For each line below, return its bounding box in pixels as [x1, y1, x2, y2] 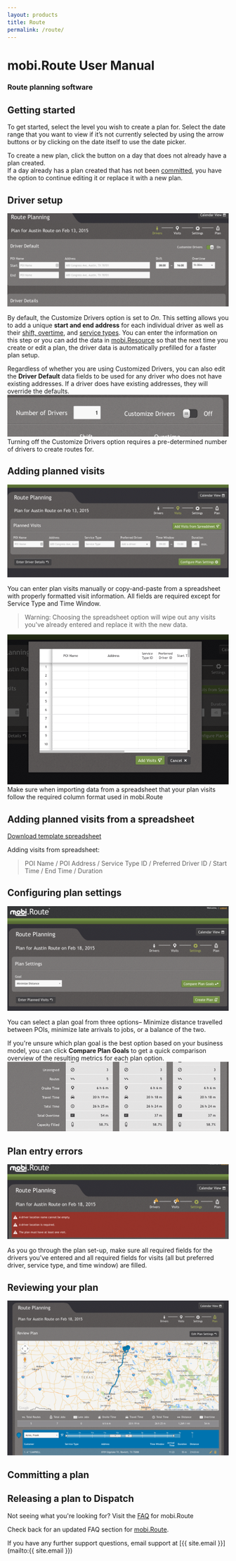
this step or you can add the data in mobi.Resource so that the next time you [7, 336, 228, 345]
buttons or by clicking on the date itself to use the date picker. [7, 138, 187, 146]
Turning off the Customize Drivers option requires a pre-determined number [7, 438, 228, 446]
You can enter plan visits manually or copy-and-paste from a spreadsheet [7, 585, 221, 593]
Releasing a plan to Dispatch [7, 1493, 135, 1505]
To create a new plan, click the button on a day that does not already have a [7, 151, 227, 160]
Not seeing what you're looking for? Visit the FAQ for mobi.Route [7, 1511, 194, 1519]
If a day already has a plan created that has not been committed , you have [7, 166, 223, 175]
